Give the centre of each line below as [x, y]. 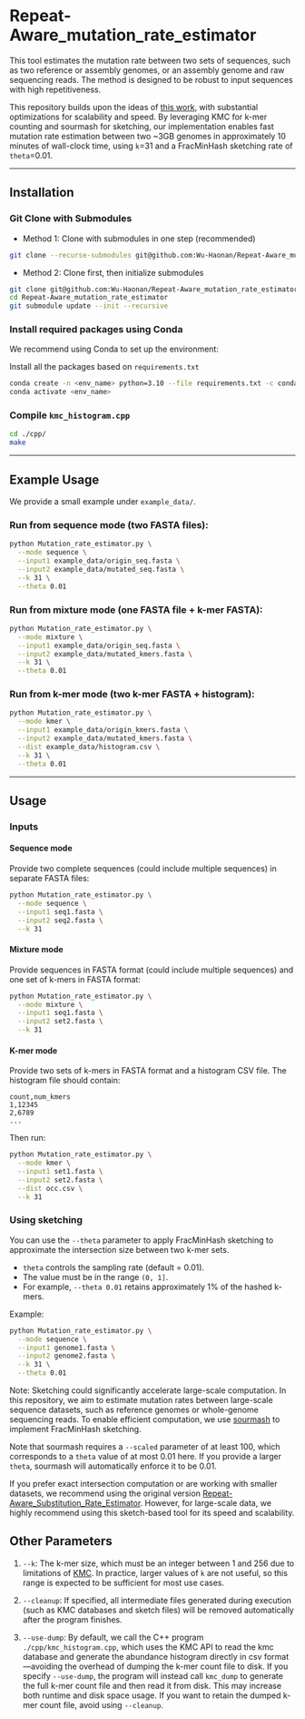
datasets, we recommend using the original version [105, 1493]
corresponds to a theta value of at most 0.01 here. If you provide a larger [145, 1457]
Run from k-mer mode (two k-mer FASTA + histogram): [133, 695]
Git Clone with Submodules [71, 219]
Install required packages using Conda [96, 330]
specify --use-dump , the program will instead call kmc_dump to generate [153, 1675]
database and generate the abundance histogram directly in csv [142, 1656]
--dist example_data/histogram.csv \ [89, 747]
